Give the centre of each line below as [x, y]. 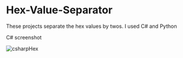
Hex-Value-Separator [59, 10]
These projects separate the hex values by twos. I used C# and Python [91, 26]
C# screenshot [24, 37]
